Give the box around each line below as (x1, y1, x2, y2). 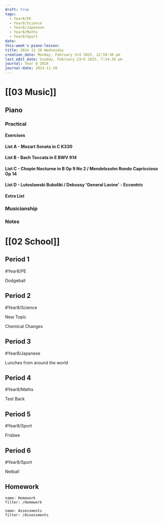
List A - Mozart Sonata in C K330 (5, 144, 73, 149)
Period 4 (5, 374, 32, 382)
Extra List (5, 193, 25, 199)
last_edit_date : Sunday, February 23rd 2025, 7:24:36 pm (5, 57, 123, 62)
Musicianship (5, 205, 38, 212)
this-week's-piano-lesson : (5, 43, 60, 48)
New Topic (5, 314, 27, 320)
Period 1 (5, 255, 30, 263)
